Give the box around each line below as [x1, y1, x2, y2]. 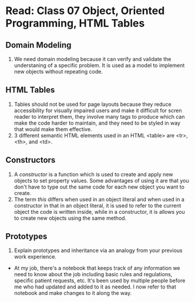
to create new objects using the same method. [14, 214, 127, 222]
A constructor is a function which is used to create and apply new [14, 170, 174, 177]
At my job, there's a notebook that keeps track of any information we [14, 264, 180, 271]
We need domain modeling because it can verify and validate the [14, 56, 172, 62]
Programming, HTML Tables [5, 16, 145, 30]
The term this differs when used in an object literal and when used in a [14, 196, 184, 203]
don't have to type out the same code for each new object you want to [14, 183, 184, 190]
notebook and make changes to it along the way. [14, 290, 132, 297]
